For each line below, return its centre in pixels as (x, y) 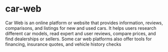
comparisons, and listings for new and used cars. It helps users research (81, 28)
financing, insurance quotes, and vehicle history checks (63, 44)
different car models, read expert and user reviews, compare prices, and (81, 33)
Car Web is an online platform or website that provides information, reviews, (84, 23)
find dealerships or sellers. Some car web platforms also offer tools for (79, 39)
